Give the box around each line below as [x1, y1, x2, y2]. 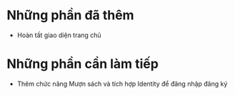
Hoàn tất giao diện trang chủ [16, 31, 101, 39]
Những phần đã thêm [6, 7, 134, 24]
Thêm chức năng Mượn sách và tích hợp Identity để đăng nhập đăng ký [16, 79, 228, 88]
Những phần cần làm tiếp [6, 56, 159, 72]
